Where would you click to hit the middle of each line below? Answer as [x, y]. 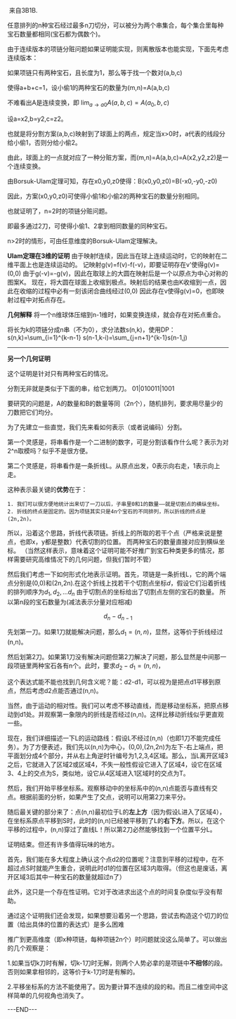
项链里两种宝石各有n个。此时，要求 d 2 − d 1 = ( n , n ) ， [89, 666]
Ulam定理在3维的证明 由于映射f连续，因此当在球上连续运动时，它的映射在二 [118, 256]
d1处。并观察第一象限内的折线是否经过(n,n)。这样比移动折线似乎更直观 [122, 714]
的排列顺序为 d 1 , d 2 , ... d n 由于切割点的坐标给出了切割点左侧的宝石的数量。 [113, 592]
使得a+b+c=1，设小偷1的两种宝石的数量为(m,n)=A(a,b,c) [88, 87]
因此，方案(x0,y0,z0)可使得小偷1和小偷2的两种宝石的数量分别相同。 [105, 196]
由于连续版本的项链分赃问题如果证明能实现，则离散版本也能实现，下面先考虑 [118, 49]
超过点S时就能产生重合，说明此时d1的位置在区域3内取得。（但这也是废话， [114, 868]
